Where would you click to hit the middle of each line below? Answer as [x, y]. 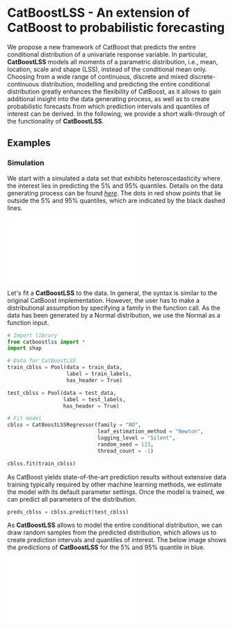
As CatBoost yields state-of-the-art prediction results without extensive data [117, 477]
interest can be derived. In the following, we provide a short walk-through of [116, 114]
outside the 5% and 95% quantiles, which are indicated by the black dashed [116, 200]
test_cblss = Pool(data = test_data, [62, 393]
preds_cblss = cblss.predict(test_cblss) [68, 512]
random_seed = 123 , [126, 444]
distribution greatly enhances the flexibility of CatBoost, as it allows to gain [114, 91]
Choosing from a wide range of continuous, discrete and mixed [98, 76]
